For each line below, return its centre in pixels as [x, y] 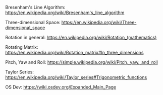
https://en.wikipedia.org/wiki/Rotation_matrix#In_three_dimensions [74, 53]
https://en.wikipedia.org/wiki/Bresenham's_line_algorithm [65, 13]
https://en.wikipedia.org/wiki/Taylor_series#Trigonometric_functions [76, 77]
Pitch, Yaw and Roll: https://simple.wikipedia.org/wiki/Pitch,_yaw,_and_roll [82, 62]
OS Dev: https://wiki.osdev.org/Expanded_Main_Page [61, 87]
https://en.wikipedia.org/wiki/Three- [99, 22]
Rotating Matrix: [22, 47]
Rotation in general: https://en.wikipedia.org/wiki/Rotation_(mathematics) [81, 37]
